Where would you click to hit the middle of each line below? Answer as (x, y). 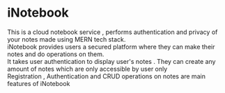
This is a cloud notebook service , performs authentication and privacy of (113, 32)
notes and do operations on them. (56, 54)
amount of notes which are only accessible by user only (87, 69)
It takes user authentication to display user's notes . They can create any (111, 61)
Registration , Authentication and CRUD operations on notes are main (106, 76)
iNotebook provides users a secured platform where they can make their (111, 46)
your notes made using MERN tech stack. (67, 39)
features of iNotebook (39, 83)
